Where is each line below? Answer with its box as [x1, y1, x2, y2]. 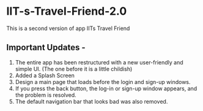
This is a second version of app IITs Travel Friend [6, 25, 130, 32]
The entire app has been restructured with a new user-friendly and [15, 58, 183, 66]
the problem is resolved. [15, 91, 76, 99]
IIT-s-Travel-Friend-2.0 [6, 4, 127, 18]
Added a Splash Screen [15, 72, 75, 79]
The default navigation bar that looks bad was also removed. [15, 98, 168, 105]
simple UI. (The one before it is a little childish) [15, 65, 133, 72]
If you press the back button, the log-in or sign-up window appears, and [15, 85, 197, 92]
